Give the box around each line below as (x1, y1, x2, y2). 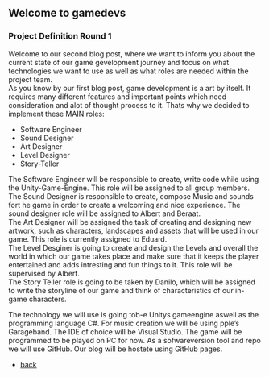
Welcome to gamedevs (8, 6, 126, 20)
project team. (8, 74, 52, 84)
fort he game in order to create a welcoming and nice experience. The (8, 200, 241, 209)
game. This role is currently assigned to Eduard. (8, 234, 168, 244)
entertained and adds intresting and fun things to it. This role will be (8, 259, 233, 269)
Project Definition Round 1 (8, 31, 112, 42)
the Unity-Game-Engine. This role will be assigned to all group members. (8, 183, 250, 193)
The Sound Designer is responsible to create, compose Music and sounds (8, 191, 254, 201)
